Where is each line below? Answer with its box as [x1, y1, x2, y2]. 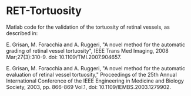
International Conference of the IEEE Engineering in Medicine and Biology [6, 77, 184, 84]
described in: [6, 29, 38, 36]
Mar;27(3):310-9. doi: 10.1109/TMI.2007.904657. [6, 53, 122, 60]
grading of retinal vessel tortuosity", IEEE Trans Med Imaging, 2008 [6, 47, 169, 54]
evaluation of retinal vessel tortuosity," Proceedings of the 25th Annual [6, 71, 177, 78]
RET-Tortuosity [6, 4, 82, 18]
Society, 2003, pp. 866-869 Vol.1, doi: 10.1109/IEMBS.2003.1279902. [6, 83, 172, 90]
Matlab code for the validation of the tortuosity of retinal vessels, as [6, 23, 170, 30]
